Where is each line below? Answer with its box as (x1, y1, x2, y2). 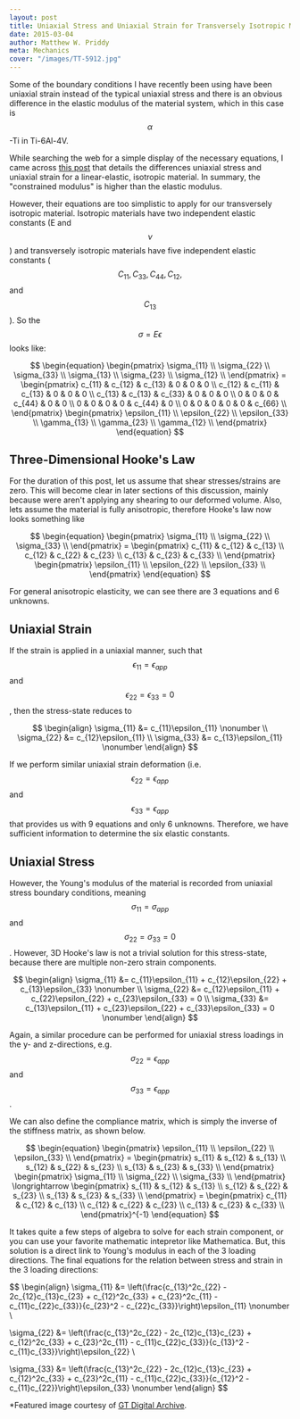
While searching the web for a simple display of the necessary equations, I (9, 153, 284, 163)
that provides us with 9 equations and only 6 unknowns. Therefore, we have (9, 818, 288, 830)
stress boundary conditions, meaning (9, 887, 146, 898)
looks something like (9, 514, 85, 525)
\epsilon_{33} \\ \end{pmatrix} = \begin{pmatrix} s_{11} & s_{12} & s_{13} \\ (13, 1152, 287, 1163)
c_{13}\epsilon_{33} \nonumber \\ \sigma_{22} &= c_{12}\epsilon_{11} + (20, 983, 280, 994)
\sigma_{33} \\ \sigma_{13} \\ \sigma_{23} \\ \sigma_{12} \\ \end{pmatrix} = (12, 369, 287, 380)
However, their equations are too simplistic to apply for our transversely (9, 198, 272, 209)
